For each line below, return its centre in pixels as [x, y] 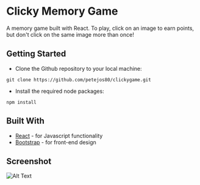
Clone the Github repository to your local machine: [78, 68]
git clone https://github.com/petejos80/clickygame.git [79, 80]
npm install [21, 102]
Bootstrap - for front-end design [55, 142]
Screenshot [29, 161]
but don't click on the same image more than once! [70, 34]
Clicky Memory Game [62, 11]
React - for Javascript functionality [59, 136]
